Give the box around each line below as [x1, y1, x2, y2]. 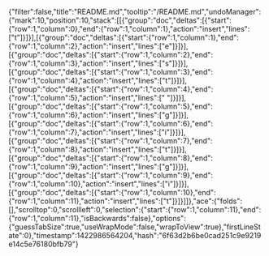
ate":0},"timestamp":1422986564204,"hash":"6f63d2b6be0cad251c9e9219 [8, 231, 262, 240]
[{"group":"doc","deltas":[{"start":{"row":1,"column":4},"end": [8, 84, 214, 94]
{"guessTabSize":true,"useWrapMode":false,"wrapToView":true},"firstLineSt [8, 222, 262, 232]
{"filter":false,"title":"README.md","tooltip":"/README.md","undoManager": [8, 7, 262, 16]
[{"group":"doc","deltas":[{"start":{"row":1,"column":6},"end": [8, 119, 214, 128]
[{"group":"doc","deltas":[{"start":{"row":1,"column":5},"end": [8, 101, 213, 111]
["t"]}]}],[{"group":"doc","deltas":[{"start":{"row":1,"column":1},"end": [8, 32, 240, 42]
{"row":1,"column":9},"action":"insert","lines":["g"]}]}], [8, 162, 189, 171]
